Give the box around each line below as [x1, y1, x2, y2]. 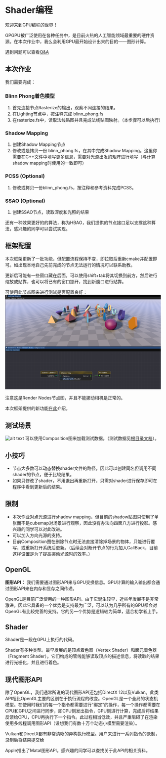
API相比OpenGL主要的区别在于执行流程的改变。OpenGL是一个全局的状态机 [5, 696, 158, 702]
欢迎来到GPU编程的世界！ [5, 22, 58, 28]
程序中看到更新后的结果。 [12, 484, 65, 490]
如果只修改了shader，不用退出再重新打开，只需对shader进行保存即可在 [12, 478, 158, 484]
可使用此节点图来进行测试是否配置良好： [5, 289, 87, 295]
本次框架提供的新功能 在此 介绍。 [5, 405, 70, 411]
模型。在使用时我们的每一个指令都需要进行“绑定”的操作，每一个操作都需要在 [5, 702, 161, 708]
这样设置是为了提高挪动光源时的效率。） [12, 551, 93, 557]
